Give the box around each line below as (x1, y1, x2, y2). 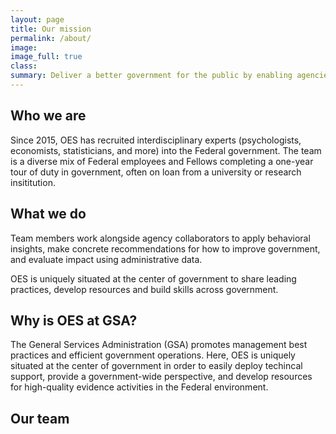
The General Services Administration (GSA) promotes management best (10, 339, 308, 351)
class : (10, 61, 38, 71)
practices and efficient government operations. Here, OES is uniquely (10, 349, 296, 361)
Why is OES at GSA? (10, 312, 138, 329)
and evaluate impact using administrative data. (10, 253, 203, 265)
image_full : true (10, 52, 83, 62)
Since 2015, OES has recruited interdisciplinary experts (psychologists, (10, 134, 302, 146)
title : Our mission (10, 24, 92, 34)
